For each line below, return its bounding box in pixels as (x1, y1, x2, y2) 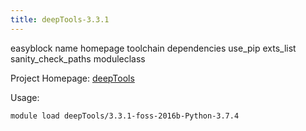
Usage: (10, 91, 40, 103)
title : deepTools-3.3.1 (10, 14, 110, 25)
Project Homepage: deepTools (10, 72, 135, 84)
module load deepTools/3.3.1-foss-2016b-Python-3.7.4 (10, 111, 240, 121)
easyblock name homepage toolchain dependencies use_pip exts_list (10, 42, 297, 54)
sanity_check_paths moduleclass (10, 52, 146, 65)
